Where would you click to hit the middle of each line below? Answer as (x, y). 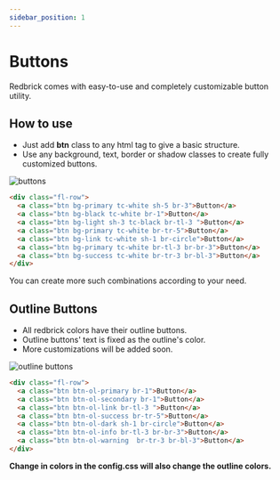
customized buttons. (60, 164)
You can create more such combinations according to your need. (128, 281)
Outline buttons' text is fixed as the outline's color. (114, 340)
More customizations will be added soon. (97, 349)
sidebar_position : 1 (48, 17)
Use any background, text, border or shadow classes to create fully (145, 155)
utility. (20, 95)
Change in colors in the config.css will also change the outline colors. (140, 466)
